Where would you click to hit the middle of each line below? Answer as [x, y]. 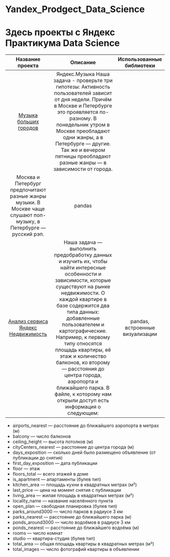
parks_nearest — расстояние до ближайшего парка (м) [72, 517]
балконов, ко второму [83, 363]
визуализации [140, 334]
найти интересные [83, 268]
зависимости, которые [83, 280]
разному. [80, 118]
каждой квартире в [83, 299]
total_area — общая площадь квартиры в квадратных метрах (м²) [83, 544]
